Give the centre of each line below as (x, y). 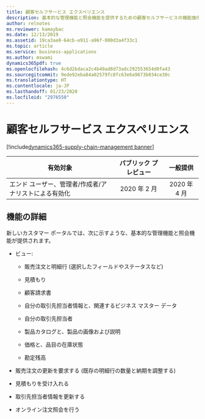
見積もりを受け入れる (42, 384)
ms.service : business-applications (52, 52)
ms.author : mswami (30, 57)
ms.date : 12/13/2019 (33, 35)
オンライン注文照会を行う (47, 409)
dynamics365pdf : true (34, 63)
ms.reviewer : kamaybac (35, 29)
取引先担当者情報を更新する (50, 396)
